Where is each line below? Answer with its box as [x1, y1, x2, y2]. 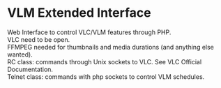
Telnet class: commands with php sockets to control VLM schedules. [7, 72, 205, 81]
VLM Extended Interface [7, 5, 151, 21]
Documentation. [7, 65, 54, 73]
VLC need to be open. [7, 35, 70, 43]
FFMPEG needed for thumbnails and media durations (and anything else [7, 43, 215, 51]
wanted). [7, 50, 33, 59]
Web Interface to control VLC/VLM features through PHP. [7, 28, 172, 36]
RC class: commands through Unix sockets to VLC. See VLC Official [7, 57, 202, 66]
